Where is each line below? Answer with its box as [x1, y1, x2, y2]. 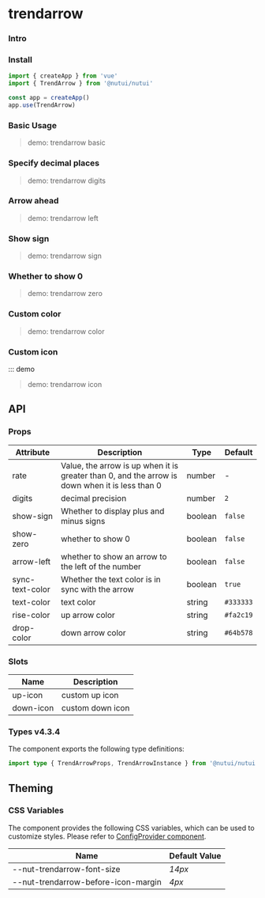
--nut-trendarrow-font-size [12, 863, 121, 874]
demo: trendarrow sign [27, 251, 103, 261]
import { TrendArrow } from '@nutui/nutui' [8, 80, 154, 88]
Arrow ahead [8, 195, 59, 207]
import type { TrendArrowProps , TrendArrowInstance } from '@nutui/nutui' [8, 760, 259, 767]
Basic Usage [8, 119, 58, 131]
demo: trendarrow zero [27, 289, 103, 298]
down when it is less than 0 [60, 479, 162, 491]
